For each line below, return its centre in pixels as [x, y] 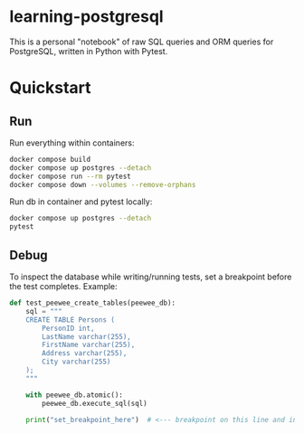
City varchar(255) [76, 362]
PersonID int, [68, 328]
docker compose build [50, 159]
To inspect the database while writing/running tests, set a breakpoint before [151, 277]
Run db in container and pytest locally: [81, 202]
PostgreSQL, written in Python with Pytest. [89, 51]
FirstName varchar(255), [89, 345]
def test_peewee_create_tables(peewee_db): [93, 303]
